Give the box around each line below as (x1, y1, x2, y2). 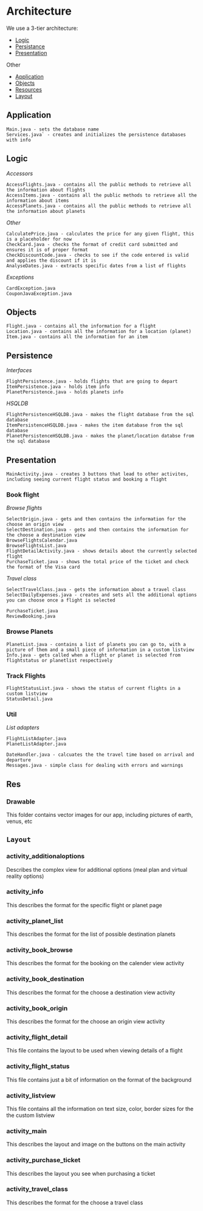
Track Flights (6, 671, 46, 680)
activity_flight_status (6, 1062, 70, 1071)
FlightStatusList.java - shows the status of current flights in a (6, 685, 181, 691)
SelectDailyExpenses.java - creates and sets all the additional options (6, 592, 198, 598)
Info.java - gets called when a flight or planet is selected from (6, 652, 181, 658)
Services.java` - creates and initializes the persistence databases (6, 131, 187, 138)
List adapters (6, 724, 40, 731)
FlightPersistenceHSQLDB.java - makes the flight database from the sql (6, 412, 194, 418)
